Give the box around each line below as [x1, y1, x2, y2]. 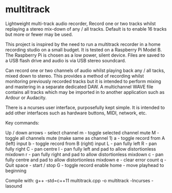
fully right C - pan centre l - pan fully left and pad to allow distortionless [5, 146, 156, 152]
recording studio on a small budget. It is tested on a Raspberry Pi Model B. [5, 46, 162, 53]
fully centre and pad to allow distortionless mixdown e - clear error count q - [5, 157, 166, 163]
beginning [5, 167, 27, 174]
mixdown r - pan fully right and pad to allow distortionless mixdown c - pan [5, 151, 164, 157]
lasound [5, 183, 23, 189]
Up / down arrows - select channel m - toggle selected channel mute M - [5, 129, 160, 136]
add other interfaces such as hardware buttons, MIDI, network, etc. [5, 110, 147, 116]
